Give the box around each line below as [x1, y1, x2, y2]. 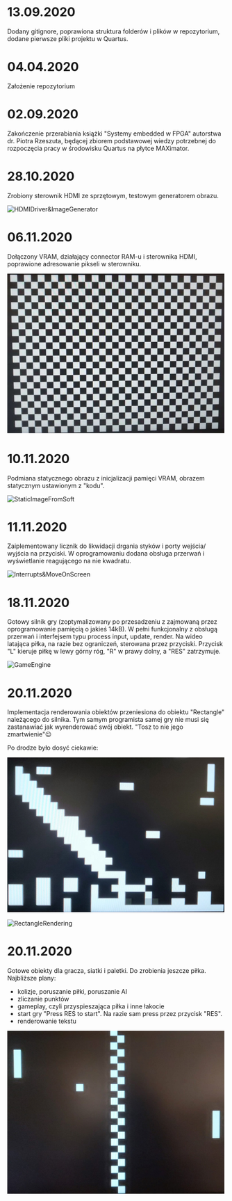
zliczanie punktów [17, 994, 69, 1003]
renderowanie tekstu [17, 1017, 76, 1025]
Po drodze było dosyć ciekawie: [7, 743, 99, 752]
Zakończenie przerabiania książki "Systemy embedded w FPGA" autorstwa [7, 129, 222, 138]
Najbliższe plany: [7, 974, 56, 982]
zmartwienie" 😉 [7, 730, 52, 739]
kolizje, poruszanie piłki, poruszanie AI [17, 987, 127, 995]
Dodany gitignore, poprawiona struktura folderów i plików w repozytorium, [7, 27, 220, 35]
